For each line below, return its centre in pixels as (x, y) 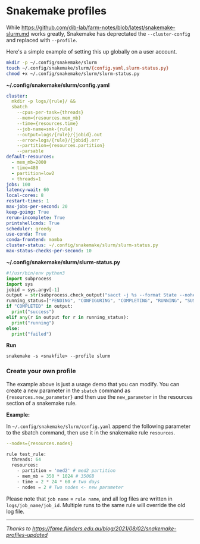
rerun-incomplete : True (36, 218)
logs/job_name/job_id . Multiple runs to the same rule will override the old (96, 505)
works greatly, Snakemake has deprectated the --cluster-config (110, 33)
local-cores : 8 (25, 196)
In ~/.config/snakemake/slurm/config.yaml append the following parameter (99, 426)
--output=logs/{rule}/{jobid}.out (60, 135)
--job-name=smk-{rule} (45, 129)
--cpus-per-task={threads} (50, 112)
